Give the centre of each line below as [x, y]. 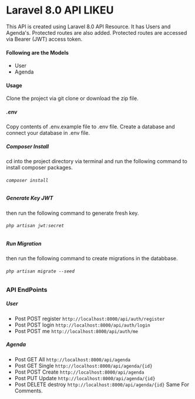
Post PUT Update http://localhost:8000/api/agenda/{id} [85, 378]
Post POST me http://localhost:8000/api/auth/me [76, 331]
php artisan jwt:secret [35, 226]
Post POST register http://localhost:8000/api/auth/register [90, 318]
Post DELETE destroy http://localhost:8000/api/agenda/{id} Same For [102, 384]
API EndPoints [27, 290]
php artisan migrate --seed [41, 271]
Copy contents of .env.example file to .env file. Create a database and [90, 127]
